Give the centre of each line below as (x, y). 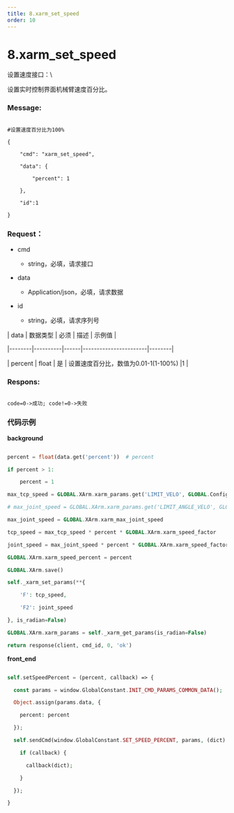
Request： (25, 234)
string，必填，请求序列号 (63, 320)
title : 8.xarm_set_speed (43, 14)
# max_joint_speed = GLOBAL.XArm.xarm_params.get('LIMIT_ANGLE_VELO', (112, 507)
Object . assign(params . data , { (57, 703)
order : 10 (22, 20)
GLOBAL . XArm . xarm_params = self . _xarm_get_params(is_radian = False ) (107, 633)
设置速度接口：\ (30, 74)
